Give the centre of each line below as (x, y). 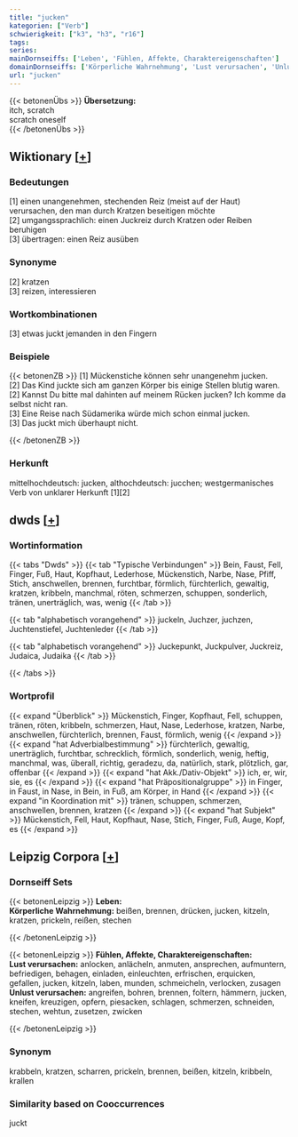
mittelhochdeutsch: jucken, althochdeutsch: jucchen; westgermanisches (141, 483)
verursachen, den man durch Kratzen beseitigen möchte (112, 211)
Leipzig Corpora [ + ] (64, 857)
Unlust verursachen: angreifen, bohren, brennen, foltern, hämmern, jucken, (148, 993)
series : (24, 51)
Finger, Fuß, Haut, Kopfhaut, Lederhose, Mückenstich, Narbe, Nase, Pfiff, (143, 574)
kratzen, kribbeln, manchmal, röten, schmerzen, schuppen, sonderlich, (138, 593)
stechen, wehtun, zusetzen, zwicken (76, 1012)
